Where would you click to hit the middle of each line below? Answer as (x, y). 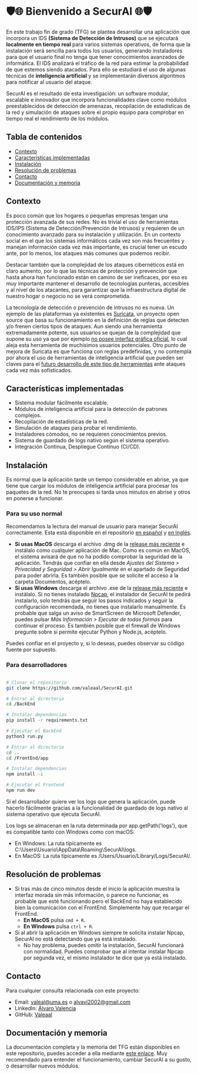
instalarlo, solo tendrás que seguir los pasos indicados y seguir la (94, 600)
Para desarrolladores (37, 665)
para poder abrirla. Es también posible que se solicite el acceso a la (96, 576)
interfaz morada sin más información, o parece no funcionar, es (91, 895)
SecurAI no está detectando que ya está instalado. (76, 939)
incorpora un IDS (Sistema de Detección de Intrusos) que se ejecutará (92, 38)
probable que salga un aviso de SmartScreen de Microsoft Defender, (98, 613)
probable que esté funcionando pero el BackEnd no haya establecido (98, 901)
